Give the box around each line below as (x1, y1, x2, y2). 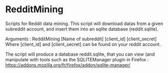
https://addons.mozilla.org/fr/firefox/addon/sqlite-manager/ (5, 62, 131, 68)
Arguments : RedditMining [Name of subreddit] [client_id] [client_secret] (5, 36, 157, 42)
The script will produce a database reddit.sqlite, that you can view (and (5, 51, 155, 57)
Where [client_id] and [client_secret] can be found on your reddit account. (5, 41, 161, 47)
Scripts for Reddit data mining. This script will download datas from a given (5, 20, 163, 27)
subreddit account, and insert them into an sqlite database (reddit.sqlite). (5, 26, 159, 32)
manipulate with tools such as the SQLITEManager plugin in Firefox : (5, 56, 149, 62)
